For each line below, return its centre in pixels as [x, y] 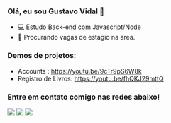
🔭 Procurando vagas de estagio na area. [76, 37]
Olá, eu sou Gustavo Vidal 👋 [56, 11]
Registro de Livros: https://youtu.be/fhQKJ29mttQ [91, 78]
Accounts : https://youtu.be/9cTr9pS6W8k [79, 71]
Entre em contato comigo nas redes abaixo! [84, 97]
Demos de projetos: [42, 56]
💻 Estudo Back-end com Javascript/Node [79, 27]
